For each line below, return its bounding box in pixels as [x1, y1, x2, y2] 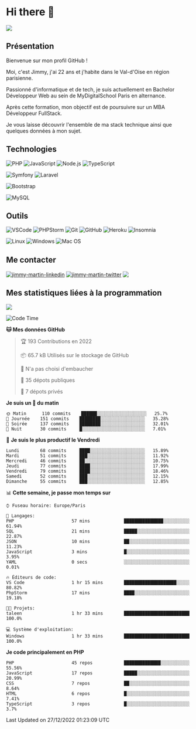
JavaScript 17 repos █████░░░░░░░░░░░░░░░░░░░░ [6, 670, 190, 676]
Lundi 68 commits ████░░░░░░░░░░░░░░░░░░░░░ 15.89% [6, 447, 169, 453]
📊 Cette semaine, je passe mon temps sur [6, 489, 111, 496]
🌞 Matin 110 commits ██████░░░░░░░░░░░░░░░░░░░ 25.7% [6, 411, 168, 416]
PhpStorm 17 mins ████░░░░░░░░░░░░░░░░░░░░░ [6, 589, 190, 596]
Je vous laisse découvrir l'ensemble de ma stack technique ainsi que [6, 121, 173, 128]
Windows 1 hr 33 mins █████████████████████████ [6, 633, 190, 639]
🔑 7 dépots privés [20, 388, 63, 395]
